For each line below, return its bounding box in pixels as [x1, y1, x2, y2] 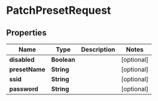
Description [81, 46, 115, 54]
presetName [9, 66, 46, 73]
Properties [6, 28, 47, 38]
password [9, 85, 38, 93]
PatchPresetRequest [6, 4, 111, 17]
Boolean [50, 55, 76, 64]
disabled [9, 55, 35, 64]
